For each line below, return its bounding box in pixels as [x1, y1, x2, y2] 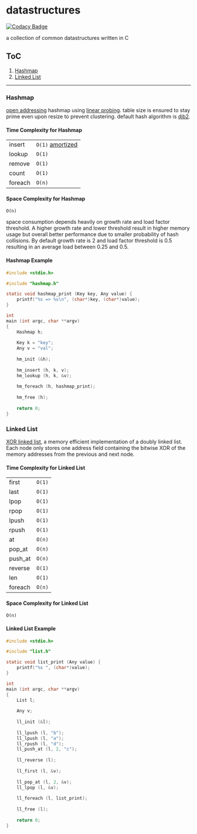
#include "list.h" [6, 648, 51, 655]
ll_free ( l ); [16, 806, 49, 812]
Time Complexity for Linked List [6, 464, 86, 471]
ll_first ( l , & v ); [16, 768, 62, 774]
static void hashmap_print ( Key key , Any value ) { [6, 291, 133, 297]
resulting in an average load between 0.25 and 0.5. [6, 243, 129, 250]
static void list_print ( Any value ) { [6, 659, 101, 665]
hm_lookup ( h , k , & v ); [16, 372, 72, 379]
